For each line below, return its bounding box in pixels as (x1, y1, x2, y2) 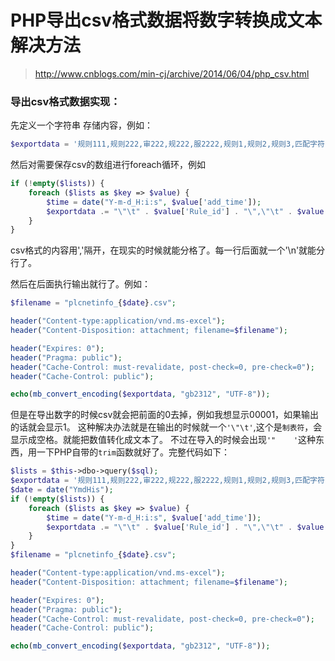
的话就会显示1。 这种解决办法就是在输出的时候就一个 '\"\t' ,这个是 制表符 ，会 (10, 421, 323, 433)
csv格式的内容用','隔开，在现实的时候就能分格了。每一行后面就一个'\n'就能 (10, 244, 317, 256)
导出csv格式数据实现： (10, 94, 121, 108)
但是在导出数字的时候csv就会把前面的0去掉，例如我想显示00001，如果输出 (10, 409, 320, 421)
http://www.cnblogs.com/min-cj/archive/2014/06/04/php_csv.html (34, 67, 310, 80)
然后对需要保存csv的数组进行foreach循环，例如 (10, 159, 206, 171)
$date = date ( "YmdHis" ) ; (10, 485, 114, 495)
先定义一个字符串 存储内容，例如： (10, 119, 153, 131)
